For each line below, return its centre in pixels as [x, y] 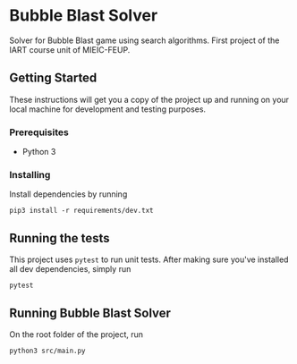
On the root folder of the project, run [76, 334]
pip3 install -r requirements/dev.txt [81, 211]
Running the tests [59, 238]
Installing [30, 174]
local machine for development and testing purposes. [108, 109]
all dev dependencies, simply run [70, 269]
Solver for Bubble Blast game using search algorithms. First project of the [144, 40]
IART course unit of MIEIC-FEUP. [70, 49]
